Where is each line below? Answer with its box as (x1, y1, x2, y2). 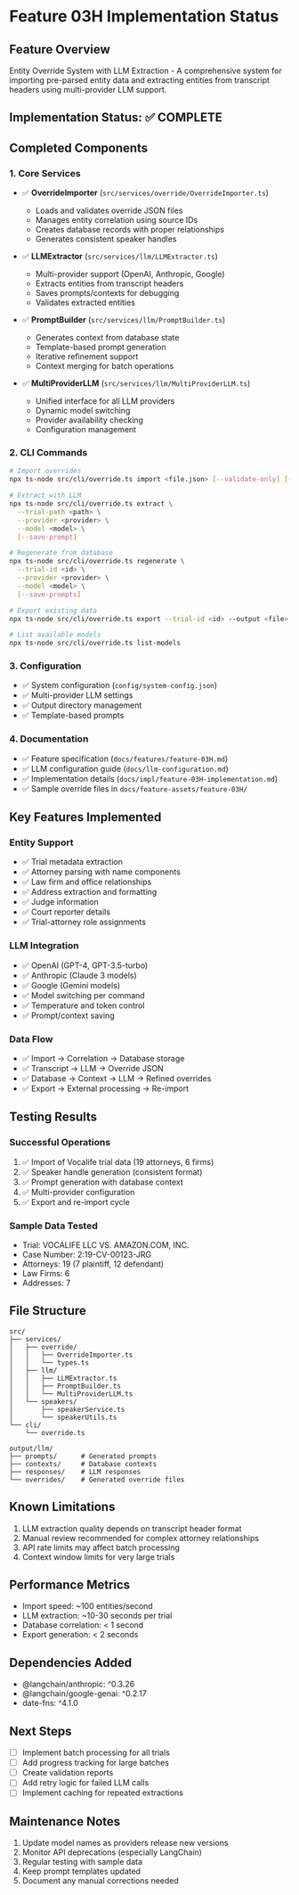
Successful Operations (9, 1136, 111, 1149)
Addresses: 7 (21, 1277, 71, 1288)
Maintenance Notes (9, 1814, 121, 1829)
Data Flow (9, 1032, 53, 1045)
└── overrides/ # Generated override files (9, 1475, 185, 1484)
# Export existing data (9, 606, 98, 615)
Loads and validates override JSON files (35, 205, 183, 216)
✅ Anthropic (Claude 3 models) (21, 970, 138, 980)
